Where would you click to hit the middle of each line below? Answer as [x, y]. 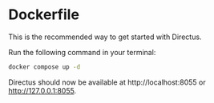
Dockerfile [44, 15]
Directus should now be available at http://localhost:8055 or [107, 82]
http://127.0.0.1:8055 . [42, 90]
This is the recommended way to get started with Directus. [105, 37]
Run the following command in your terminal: [82, 52]
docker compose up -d [44, 67]
